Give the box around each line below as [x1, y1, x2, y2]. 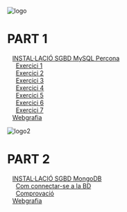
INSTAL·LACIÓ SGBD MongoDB [12, 174, 102, 183]
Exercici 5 [15, 91, 44, 99]
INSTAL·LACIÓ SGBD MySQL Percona [12, 54, 120, 62]
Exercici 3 [15, 76, 44, 84]
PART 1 [7, 31, 48, 47]
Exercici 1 [15, 61, 43, 70]
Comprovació [15, 189, 54, 197]
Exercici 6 [15, 98, 44, 107]
